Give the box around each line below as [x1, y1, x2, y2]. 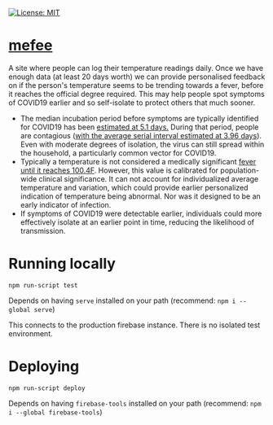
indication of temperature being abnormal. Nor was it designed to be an [20, 191, 261, 201]
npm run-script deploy [8, 383, 86, 392]
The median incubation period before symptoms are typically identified [20, 113, 259, 123]
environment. [8, 328, 53, 338]
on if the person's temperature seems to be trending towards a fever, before [8, 80, 264, 90]
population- [219, 165, 259, 175]
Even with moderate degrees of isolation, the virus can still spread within [20, 139, 265, 149]
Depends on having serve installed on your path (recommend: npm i [8, 296, 236, 305]
